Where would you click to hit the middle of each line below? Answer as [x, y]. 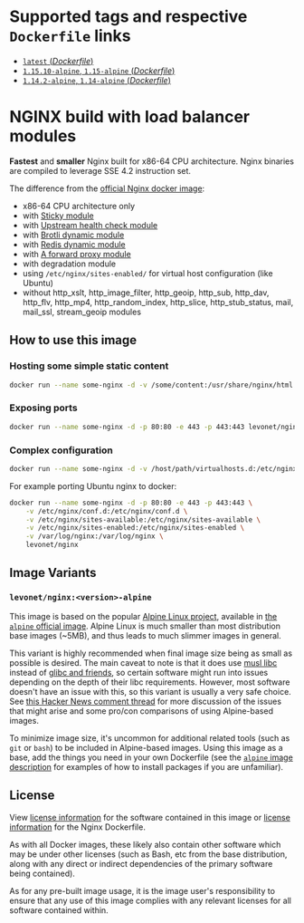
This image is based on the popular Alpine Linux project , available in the [143, 616]
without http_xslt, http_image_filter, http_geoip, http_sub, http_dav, [146, 293]
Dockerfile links [70, 36]
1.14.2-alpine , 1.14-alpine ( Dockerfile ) [97, 80]
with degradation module [69, 264]
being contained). [42, 873]
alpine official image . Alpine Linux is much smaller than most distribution [145, 626]
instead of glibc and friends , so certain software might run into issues [139, 672]
